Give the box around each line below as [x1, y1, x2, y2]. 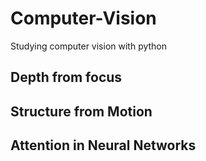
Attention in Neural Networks [10, 137, 197, 154]
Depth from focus [10, 69, 123, 86]
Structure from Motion [10, 103, 153, 120]
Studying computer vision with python [10, 40, 168, 52]
